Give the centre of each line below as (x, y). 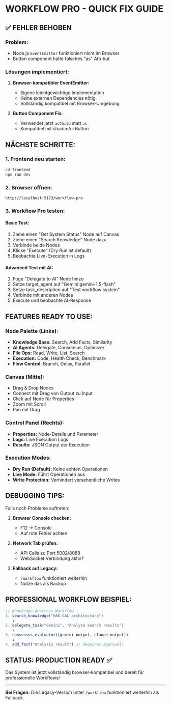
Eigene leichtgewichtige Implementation (62, 93)
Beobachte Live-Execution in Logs (49, 256)
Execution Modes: (28, 458)
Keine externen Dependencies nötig (58, 98)
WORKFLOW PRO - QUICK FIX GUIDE (84, 9)
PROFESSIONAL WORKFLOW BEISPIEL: (68, 599)
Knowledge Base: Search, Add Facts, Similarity (63, 342)
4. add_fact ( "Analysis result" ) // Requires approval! (65, 644)
